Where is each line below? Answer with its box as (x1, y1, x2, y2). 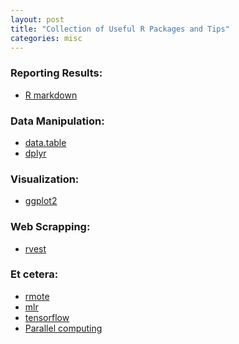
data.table (24, 136, 67, 148)
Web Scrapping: (10, 220, 91, 234)
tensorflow (24, 311, 70, 323)
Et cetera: (10, 267, 59, 281)
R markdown (24, 89, 78, 101)
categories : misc (10, 33, 83, 43)
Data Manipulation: (10, 114, 105, 128)
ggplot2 (24, 195, 58, 207)
